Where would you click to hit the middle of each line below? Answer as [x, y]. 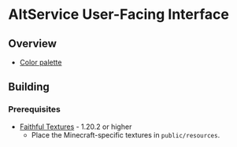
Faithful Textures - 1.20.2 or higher [76, 127]
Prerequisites [34, 109]
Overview [33, 44]
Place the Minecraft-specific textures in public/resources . [126, 134]
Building [29, 87]
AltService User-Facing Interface [119, 15]
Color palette [41, 62]
